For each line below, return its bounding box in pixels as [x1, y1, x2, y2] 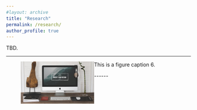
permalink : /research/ [6, 22, 62, 27]
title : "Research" [6, 15, 51, 22]
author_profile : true [6, 28, 59, 34]
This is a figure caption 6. [94, 61, 155, 68]
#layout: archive [6, 9, 49, 15]
